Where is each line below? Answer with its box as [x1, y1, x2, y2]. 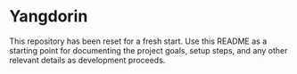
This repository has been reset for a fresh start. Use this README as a [9, 36, 268, 46]
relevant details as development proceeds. [9, 54, 166, 65]
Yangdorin [9, 6, 88, 27]
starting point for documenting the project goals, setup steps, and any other [9, 45, 288, 55]
